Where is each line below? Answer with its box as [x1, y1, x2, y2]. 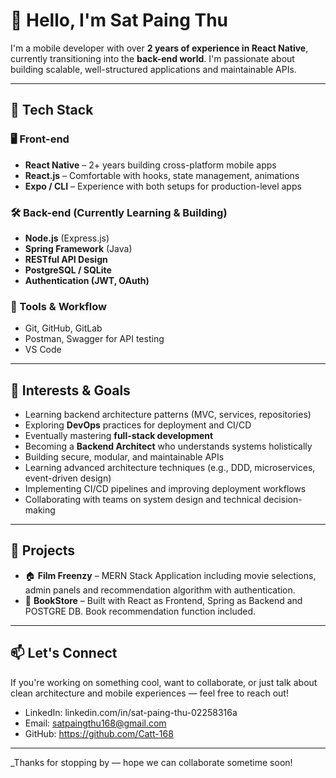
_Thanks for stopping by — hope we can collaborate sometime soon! [10, 756, 293, 768]
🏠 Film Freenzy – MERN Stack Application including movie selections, [24, 569, 317, 581]
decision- [263, 494, 303, 506]
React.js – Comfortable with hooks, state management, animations [24, 169, 300, 181]
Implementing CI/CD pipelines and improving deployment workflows [24, 483, 307, 495]
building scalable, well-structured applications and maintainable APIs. [10, 63, 297, 75]
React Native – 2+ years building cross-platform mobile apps [24, 159, 277, 171]
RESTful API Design [24, 253, 108, 265]
